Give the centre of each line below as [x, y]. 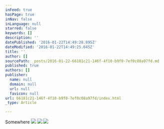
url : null [20, 89]
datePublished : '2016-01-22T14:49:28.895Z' [51, 42]
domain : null [23, 84]
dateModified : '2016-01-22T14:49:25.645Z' [50, 47]
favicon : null [24, 93]
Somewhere [17, 122]
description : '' [22, 38]
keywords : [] [19, 33]
